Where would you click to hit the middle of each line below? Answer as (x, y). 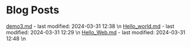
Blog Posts (33, 10)
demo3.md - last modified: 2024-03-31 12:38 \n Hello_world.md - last (90, 26)
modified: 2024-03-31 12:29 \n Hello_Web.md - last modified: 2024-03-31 (96, 32)
